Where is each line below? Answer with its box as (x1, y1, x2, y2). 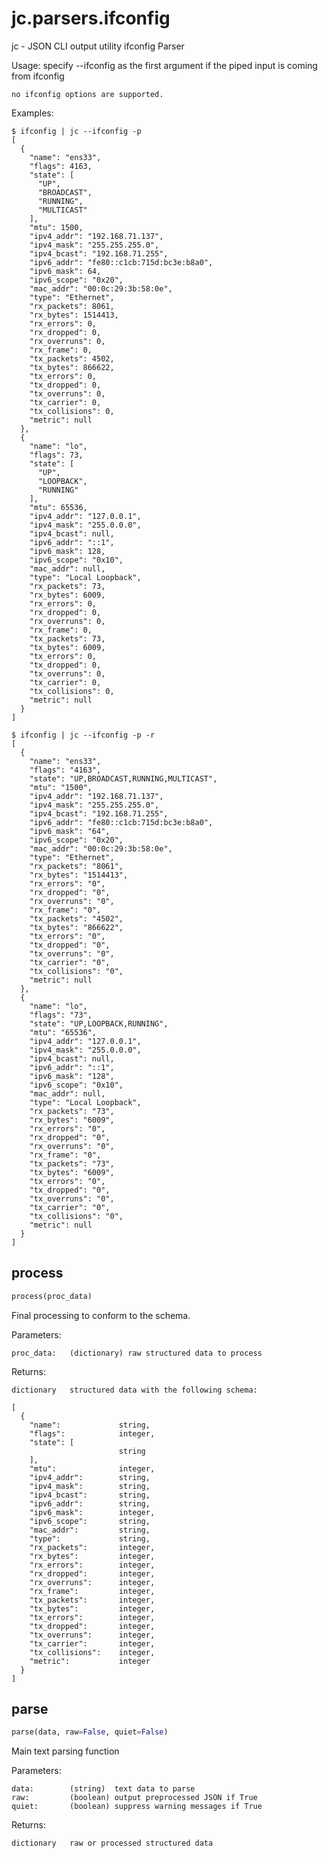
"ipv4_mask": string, (29, 1481, 151, 1491)
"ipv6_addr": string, (29, 1498, 151, 1509)
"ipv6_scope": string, (29, 1516, 151, 1526)
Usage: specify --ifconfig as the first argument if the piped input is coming (11, 59, 318, 71)
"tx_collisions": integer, (29, 1647, 156, 1657)
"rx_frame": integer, (29, 1586, 156, 1596)
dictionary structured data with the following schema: (11, 1385, 258, 1395)
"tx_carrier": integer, (29, 1638, 156, 1649)
